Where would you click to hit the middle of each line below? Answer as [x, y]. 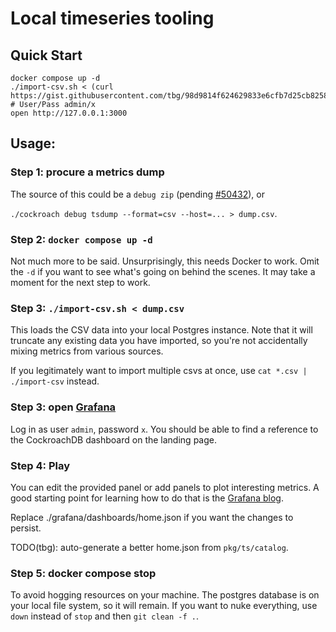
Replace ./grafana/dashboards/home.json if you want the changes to [152, 517]
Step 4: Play [40, 465]
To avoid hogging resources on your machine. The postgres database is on [165, 595]
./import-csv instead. [55, 381]
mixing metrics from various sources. [87, 351]
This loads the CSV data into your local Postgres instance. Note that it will [161, 330]
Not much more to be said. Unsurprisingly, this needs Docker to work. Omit [165, 261]
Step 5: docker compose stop [83, 573]
